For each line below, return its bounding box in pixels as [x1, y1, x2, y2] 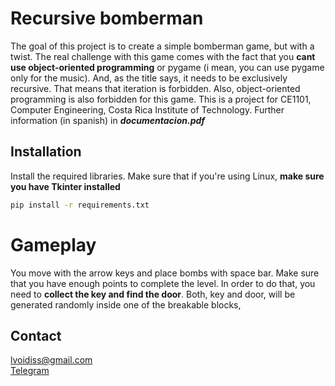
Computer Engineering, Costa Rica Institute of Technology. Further [10, 103, 285, 116]
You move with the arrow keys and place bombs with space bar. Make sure [10, 267, 320, 279]
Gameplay [10, 233, 97, 256]
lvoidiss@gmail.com [10, 354, 93, 366]
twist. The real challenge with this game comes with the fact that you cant [10, 50, 316, 62]
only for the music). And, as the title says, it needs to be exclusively [10, 72, 288, 84]
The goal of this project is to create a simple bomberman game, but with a [10, 40, 315, 52]
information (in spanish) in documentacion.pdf [10, 114, 206, 126]
